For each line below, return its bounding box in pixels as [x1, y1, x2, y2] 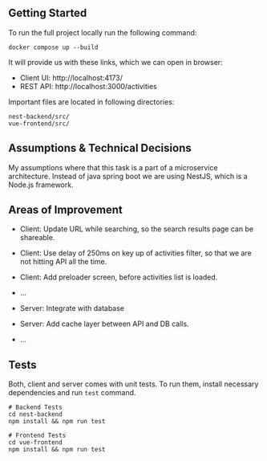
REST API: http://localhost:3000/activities [19, 81, 158, 91]
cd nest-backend [8, 410, 63, 418]
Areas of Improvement [8, 203, 123, 217]
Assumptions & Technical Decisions [8, 141, 192, 155]
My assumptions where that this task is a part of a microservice [8, 162, 218, 172]
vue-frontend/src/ [8, 120, 70, 128]
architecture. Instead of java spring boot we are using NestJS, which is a [8, 171, 249, 181]
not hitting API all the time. [19, 257, 107, 267]
